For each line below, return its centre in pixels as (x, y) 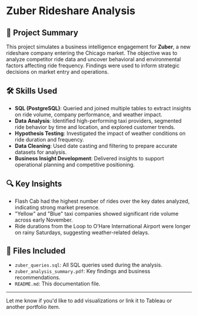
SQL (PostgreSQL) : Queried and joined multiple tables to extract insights (103, 108)
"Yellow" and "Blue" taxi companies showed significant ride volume (96, 213)
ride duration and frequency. (49, 139)
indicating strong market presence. (57, 207)
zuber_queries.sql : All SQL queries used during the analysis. (88, 265)
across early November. (44, 220)
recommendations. (37, 278)
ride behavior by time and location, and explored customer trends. (95, 127)
